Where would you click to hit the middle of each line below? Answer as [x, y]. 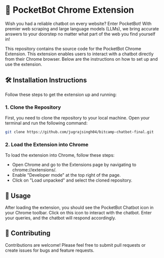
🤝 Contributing [28, 233]
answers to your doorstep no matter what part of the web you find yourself [80, 34]
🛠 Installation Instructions [46, 80]
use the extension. [24, 64]
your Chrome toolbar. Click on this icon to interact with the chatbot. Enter [79, 213]
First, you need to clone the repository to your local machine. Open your [77, 118]
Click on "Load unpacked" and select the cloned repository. [72, 180]
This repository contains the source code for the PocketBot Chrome [73, 48]
